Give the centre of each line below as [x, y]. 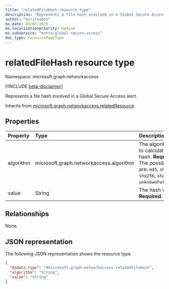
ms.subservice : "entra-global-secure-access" [54, 33]
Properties [22, 122]
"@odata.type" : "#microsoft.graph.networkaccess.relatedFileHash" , [82, 268]
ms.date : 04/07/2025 [27, 24]
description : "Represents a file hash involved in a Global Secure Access [85, 15]
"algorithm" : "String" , [34, 272]
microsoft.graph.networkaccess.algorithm [84, 163]
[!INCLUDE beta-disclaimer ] [34, 86]
